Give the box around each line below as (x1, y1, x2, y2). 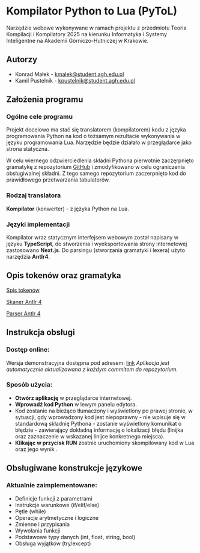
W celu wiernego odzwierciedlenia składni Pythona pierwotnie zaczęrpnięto (6, 157, 194, 164)
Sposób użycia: (6, 381, 53, 389)
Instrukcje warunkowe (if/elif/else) (14, 501, 100, 508)
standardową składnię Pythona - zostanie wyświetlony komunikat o (14, 420, 182, 427)
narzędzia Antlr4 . (6, 253, 50, 261)
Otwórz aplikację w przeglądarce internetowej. (14, 394, 132, 402)
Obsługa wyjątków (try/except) (14, 540, 91, 547)
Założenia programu (6, 95, 83, 105)
